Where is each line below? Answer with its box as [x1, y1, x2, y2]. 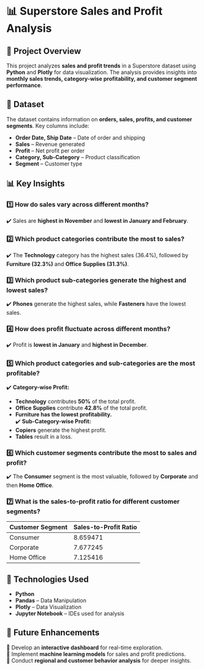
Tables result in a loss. [15, 432, 72, 440]
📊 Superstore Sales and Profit [6, 4, 163, 18]
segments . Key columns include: [6, 122, 90, 129]
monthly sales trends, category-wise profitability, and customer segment [6, 75, 197, 82]
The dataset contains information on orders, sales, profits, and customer [6, 115, 192, 122]
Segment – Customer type [15, 160, 83, 167]
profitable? [6, 369, 40, 378]
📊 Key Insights [6, 178, 66, 189]
